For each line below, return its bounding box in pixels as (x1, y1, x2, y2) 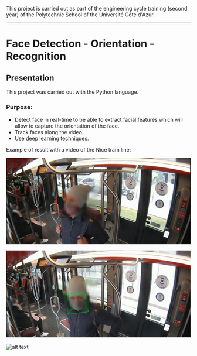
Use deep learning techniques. (14, 135, 89, 142)
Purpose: (6, 102, 33, 111)
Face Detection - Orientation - (6, 37, 155, 50)
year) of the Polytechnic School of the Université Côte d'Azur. (6, 11, 155, 18)
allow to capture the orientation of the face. (14, 122, 120, 129)
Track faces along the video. (14, 129, 84, 136)
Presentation (6, 73, 55, 83)
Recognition (6, 50, 66, 63)
